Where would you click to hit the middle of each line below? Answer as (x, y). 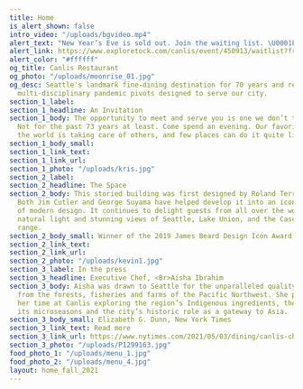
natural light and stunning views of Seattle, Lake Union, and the (147, 219)
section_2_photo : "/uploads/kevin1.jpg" (87, 261)
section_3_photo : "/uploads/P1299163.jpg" (90, 345)
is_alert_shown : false (52, 26)
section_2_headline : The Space (68, 186)
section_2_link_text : (50, 245)
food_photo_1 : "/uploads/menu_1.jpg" (80, 353)
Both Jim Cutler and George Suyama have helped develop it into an (147, 203)
